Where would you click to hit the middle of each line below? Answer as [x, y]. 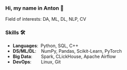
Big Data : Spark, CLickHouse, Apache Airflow [64, 56]
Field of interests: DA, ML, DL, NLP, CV [46, 19]
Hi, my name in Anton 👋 [35, 8]
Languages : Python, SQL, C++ [45, 46]
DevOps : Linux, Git [37, 62]
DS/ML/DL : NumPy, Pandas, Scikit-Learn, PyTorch [67, 51]
